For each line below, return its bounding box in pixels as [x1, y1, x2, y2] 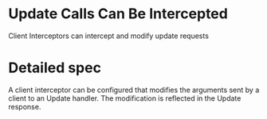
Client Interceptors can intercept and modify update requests [8, 31, 210, 40]
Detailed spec [8, 59, 102, 77]
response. [8, 102, 41, 111]
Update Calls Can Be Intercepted [8, 5, 229, 23]
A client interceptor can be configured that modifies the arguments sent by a [8, 85, 260, 94]
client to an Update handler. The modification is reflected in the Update [8, 93, 241, 103]
